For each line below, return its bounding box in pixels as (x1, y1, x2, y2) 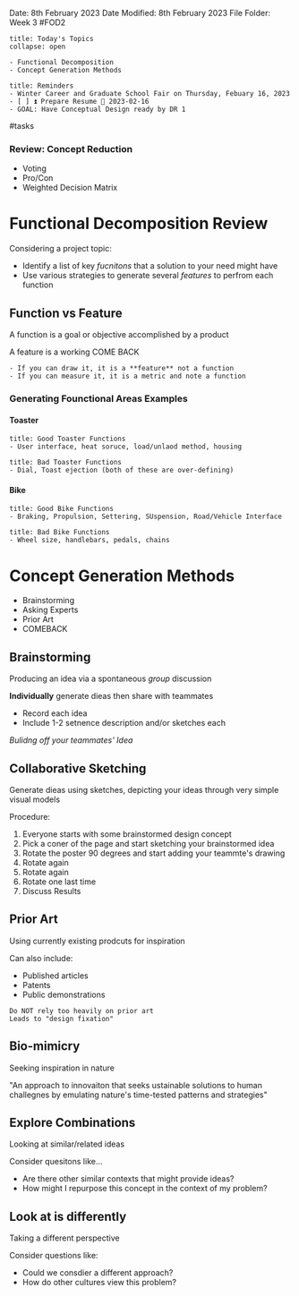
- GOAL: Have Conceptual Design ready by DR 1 (9, 105, 186, 114)
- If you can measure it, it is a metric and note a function (9, 371, 246, 381)
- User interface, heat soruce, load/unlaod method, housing (9, 442, 243, 451)
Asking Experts (21, 604, 79, 616)
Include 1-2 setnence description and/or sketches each (21, 718, 226, 729)
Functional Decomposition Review (9, 214, 269, 234)
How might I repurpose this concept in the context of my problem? (21, 1183, 268, 1194)
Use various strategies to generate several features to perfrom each (21, 270, 274, 281)
